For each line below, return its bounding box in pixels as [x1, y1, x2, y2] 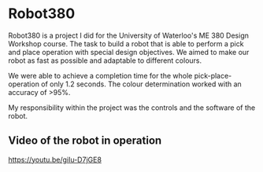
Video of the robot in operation [8, 134, 162, 148]
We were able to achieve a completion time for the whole [8, 71, 193, 80]
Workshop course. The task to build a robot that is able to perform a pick [8, 38, 244, 48]
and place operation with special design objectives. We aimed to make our [8, 47, 250, 57]
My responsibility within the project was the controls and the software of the [8, 103, 256, 112]
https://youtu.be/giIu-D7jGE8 [8, 155, 102, 164]
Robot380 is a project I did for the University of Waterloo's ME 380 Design [8, 31, 250, 40]
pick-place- [194, 71, 232, 80]
